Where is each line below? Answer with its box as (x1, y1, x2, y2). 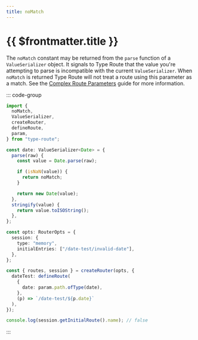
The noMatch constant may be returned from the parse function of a (6, 54, 171, 62)
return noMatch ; (21, 174, 63, 180)
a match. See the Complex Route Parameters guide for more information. (6, 79, 185, 87)
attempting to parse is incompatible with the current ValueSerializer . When (6, 67, 193, 74)
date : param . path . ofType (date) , (21, 284, 103, 290)
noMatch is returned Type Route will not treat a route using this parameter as (6, 73, 192, 81)
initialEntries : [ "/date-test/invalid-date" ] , (17, 246, 135, 252)
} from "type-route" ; (6, 136, 60, 142)
